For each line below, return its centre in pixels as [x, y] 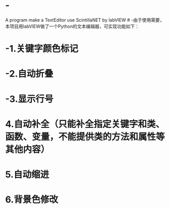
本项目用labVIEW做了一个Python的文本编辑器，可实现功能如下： [72, 26]
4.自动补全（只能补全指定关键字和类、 [85, 124]
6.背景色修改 [32, 200]
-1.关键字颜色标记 [42, 49]
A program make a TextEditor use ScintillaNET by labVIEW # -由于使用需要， [85, 20]
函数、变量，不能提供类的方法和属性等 [85, 137]
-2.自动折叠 [29, 74]
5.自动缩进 [27, 174]
